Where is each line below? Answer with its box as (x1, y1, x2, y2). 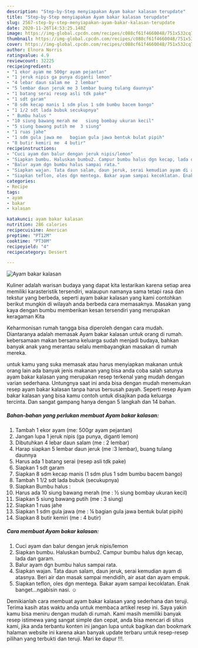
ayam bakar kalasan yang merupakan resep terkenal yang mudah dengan (6, 373, 184, 380)
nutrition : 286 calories (6, 222, 68, 228)
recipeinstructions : (6, 145, 58, 151)
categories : (6, 178, 36, 184)
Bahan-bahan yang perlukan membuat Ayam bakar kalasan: (6, 411, 159, 418)
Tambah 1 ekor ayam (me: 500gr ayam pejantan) (15, 427, 133, 434)
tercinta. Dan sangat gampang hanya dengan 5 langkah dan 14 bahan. (6, 398, 176, 406)
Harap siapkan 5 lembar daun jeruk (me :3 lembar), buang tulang (15, 446, 172, 453)
